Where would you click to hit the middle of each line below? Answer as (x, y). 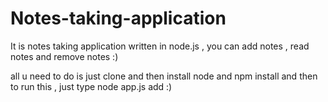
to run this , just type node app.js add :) (91, 86)
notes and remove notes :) (64, 56)
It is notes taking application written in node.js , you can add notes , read (160, 46)
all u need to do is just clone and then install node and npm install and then (164, 76)
